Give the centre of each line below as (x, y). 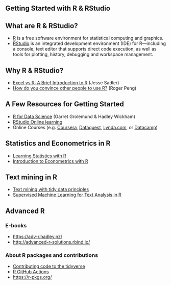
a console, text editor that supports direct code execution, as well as (84, 49)
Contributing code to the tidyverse (49, 266)
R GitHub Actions (31, 272)
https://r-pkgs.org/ (32, 277)
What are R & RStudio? (42, 26)
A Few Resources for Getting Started (65, 104)
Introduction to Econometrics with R (50, 161)
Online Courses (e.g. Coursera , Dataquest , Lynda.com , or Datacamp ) (85, 127)
